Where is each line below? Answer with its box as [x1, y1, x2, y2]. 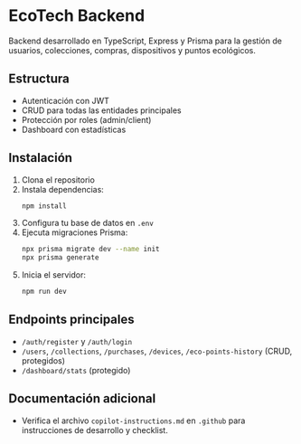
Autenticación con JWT [21, 95, 109, 106]
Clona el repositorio [21, 174, 96, 185]
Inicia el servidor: [21, 269, 87, 280]
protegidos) [21, 354, 65, 366]
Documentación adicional [8, 391, 156, 407]
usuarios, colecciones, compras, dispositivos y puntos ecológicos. [8, 44, 257, 55]
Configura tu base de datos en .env [21, 218, 155, 229]
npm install [21, 201, 67, 211]
